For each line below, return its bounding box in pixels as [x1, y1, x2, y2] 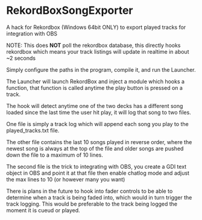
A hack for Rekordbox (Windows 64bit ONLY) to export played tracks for [6, 24, 186, 31]
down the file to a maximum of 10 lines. [6, 151, 104, 159]
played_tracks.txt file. [6, 127, 60, 134]
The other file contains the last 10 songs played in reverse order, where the [6, 138, 192, 145]
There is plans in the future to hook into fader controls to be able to [6, 187, 173, 195]
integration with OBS [6, 30, 58, 37]
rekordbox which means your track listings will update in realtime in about [6, 48, 189, 55]
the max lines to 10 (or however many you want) [6, 175, 125, 183]
